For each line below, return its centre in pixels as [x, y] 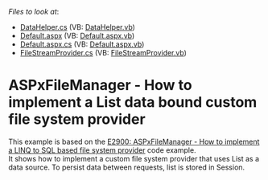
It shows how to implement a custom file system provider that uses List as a [134, 158]
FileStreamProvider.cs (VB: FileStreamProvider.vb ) [103, 53]
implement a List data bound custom [133, 102]
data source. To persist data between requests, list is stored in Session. [127, 167]
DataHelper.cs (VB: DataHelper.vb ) [77, 27]
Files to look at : [34, 12]
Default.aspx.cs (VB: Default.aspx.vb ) [82, 44]
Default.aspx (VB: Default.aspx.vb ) [77, 36]
